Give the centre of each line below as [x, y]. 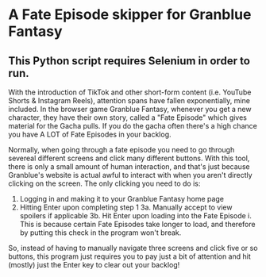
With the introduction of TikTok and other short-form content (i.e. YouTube [130, 92]
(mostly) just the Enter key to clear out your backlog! [94, 265]
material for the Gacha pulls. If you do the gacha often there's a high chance [133, 126]
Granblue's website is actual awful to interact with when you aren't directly [130, 175]
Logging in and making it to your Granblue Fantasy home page [122, 199]
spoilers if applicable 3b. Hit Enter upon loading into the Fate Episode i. [136, 215]
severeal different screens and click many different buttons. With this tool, [129, 158]
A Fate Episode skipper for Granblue [130, 15]
